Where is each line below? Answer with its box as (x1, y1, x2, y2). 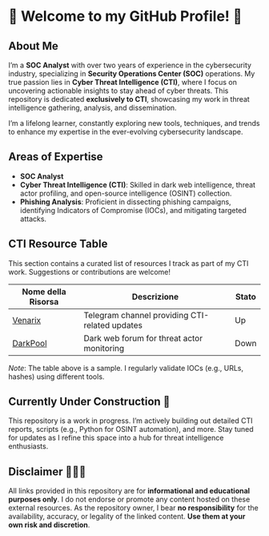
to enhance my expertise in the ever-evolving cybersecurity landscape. (8, 127, 243, 136)
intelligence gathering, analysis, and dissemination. (8, 103, 178, 112)
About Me (8, 39, 58, 53)
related (83, 320, 110, 331)
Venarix (12, 314, 42, 325)
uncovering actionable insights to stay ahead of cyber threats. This (8, 86, 229, 95)
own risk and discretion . (8, 520, 90, 530)
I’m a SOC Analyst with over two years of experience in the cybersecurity (8, 60, 252, 70)
